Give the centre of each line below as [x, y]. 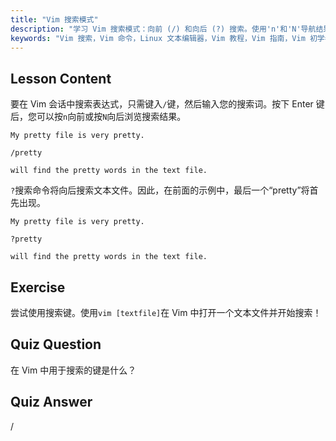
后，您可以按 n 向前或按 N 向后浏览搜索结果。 [98, 117]
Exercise [38, 287]
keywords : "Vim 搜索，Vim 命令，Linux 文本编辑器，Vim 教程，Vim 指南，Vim [158, 38]
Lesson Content [61, 78]
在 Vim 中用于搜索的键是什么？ [73, 370]
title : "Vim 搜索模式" [54, 19]
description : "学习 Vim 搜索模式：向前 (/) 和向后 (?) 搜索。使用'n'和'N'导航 [163, 29]
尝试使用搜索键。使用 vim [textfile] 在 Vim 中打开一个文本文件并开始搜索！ [166, 312]
